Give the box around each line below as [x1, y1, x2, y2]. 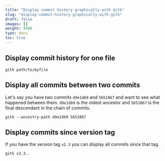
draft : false [5, 17, 33, 22]
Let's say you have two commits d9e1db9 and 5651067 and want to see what [5, 94, 160, 100]
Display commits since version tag [5, 128, 115, 136]
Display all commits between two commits [5, 81, 140, 89]
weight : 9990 [5, 26, 33, 31]
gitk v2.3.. [5, 151, 30, 156]
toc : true [5, 36, 26, 41]
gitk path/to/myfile [5, 67, 49, 72]
